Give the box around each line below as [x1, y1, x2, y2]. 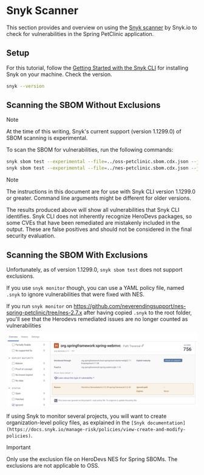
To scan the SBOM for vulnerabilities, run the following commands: [6, 146, 174, 153]
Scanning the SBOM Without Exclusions [6, 100, 161, 110]
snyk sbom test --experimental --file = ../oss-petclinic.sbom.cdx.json [6, 159, 189, 165]
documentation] [147, 420, 186, 426]
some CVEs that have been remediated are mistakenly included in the [6, 219, 180, 227]
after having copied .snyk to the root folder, [83, 309, 192, 316]
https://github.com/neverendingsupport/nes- [73, 303, 186, 309]
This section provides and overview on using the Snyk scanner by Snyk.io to [6, 24, 197, 31]
